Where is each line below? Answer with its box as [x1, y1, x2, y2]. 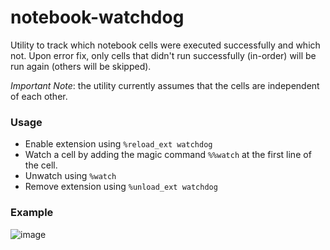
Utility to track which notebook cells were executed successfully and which [10, 39, 321, 51]
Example [10, 206, 54, 220]
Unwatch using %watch [24, 170, 117, 182]
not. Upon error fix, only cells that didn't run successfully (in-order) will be [10, 49, 317, 61]
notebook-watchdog [10, 6, 185, 29]
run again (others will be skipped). [10, 60, 152, 72]
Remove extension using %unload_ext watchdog [24, 181, 218, 193]
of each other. [10, 90, 68, 102]
